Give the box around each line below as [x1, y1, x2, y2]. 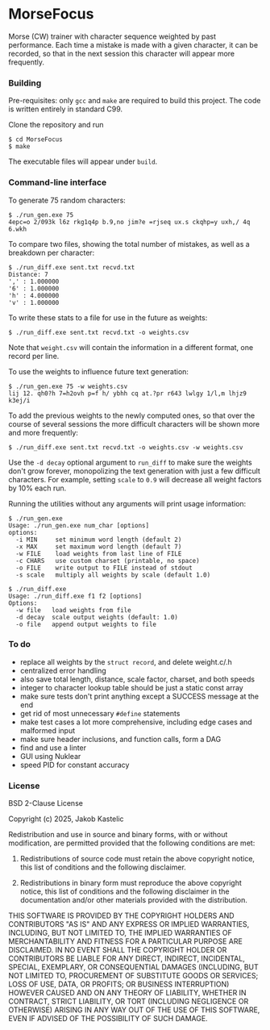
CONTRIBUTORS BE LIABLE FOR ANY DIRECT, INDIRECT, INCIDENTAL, [8, 953, 246, 964]
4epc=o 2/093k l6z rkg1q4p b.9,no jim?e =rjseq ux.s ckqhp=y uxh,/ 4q [8, 218, 251, 226]
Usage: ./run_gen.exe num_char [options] [8, 521, 150, 529]
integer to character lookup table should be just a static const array [19, 682, 243, 692]
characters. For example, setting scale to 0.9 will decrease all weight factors [8, 474, 262, 484]
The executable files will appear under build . [8, 156, 158, 166]
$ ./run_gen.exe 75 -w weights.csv [8, 382, 128, 390]
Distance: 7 [8, 270, 48, 278]
